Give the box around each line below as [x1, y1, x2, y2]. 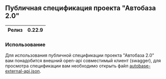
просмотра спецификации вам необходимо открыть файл [5, 63, 129, 69]
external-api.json [5, 68, 40, 74]
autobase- [129, 63, 151, 69]
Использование [5, 41, 46, 48]
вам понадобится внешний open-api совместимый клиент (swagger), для [5, 58, 161, 64]
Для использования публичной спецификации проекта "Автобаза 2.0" [5, 52, 155, 59]
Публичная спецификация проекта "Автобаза [5, 4, 156, 12]
